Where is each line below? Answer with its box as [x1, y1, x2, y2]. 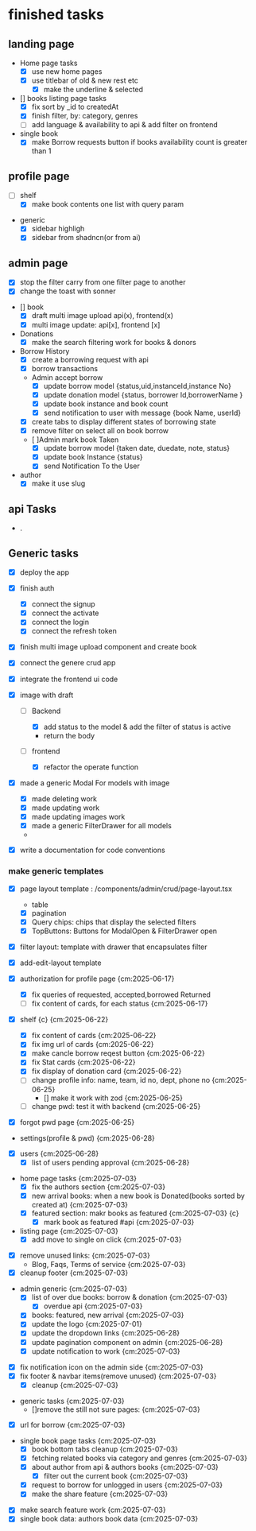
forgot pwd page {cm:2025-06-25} [19, 1117, 135, 1126]
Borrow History [19, 346, 70, 355]
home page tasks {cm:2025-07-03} [19, 1173, 138, 1183]
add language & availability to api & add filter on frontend [31, 120, 219, 130]
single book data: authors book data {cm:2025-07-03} [19, 1514, 199, 1524]
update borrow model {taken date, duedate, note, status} [43, 444, 231, 453]
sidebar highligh [31, 224, 85, 234]
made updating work [31, 803, 100, 812]
